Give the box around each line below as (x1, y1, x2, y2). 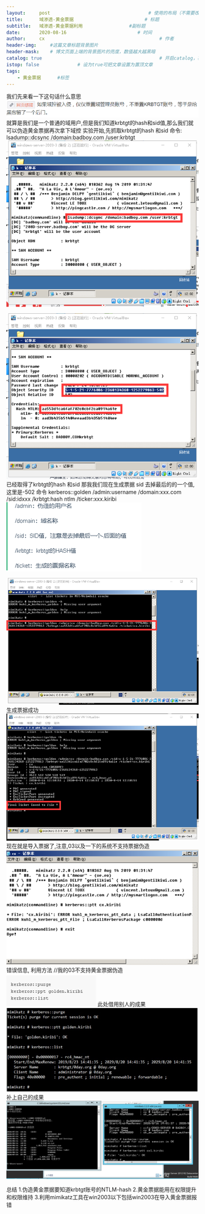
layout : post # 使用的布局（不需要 (6, 10, 195, 16)
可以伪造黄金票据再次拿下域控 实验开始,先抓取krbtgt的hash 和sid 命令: (6, 127, 182, 134)
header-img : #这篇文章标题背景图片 (6, 42, 99, 48)
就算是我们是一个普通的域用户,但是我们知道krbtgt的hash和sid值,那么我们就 (6, 120, 194, 127)
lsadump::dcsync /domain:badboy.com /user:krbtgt (6, 134, 135, 141)
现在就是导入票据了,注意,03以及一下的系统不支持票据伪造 (6, 843, 150, 850)
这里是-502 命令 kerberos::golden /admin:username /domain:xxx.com (6, 488, 182, 496)
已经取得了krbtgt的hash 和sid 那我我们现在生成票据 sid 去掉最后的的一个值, (6, 481, 195, 488)
